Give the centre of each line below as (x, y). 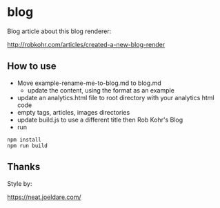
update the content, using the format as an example (101, 90)
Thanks (24, 167)
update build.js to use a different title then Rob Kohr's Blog (100, 120)
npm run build (28, 146)
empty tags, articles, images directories (73, 112)
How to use (32, 66)
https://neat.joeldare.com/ (44, 197)
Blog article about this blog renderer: (59, 31)
